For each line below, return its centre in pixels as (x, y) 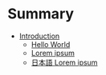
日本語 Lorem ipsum (64, 62)
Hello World (51, 44)
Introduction (39, 36)
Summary (41, 14)
